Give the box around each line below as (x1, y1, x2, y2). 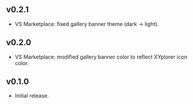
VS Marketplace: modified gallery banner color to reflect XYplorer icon (14, 53, 188, 60)
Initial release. (14, 92, 49, 99)
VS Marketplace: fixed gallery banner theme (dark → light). (14, 20, 159, 27)
